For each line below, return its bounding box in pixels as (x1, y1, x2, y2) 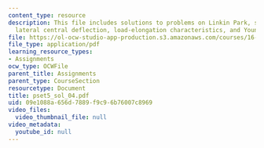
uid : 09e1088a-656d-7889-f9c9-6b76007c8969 (8, 99, 153, 106)
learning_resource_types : (8, 48, 93, 56)
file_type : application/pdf (8, 41, 101, 49)
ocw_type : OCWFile (8, 63, 68, 70)
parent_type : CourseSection (8, 77, 101, 85)
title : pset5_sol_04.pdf (8, 92, 90, 99)
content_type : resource (8, 11, 86, 20)
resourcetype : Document (8, 84, 86, 92)
